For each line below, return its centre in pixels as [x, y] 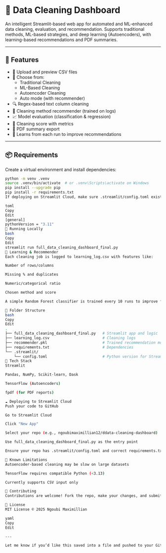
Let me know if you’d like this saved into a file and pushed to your [79, 546]
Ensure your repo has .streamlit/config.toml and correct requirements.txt [85, 451]
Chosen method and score [31, 293]
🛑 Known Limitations [26, 460]
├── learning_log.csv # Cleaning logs [70, 338]
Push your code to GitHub [32, 406]
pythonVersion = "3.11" [30, 224]
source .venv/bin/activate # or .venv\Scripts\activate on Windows [77, 183]
